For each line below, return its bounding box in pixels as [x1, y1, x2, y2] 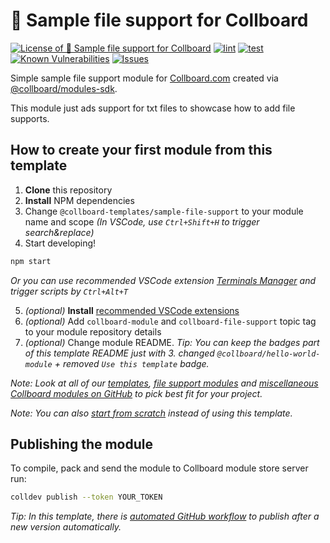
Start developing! [24, 237, 97, 249]
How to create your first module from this [10, 142, 273, 159]
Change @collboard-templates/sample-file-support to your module [24, 205, 304, 217]
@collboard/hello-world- [216, 349, 321, 359]
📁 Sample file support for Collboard [10, 9, 309, 32]
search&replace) [24, 226, 95, 238]
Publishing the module [10, 436, 153, 453]
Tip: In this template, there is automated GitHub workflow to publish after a [10, 510, 320, 523]
